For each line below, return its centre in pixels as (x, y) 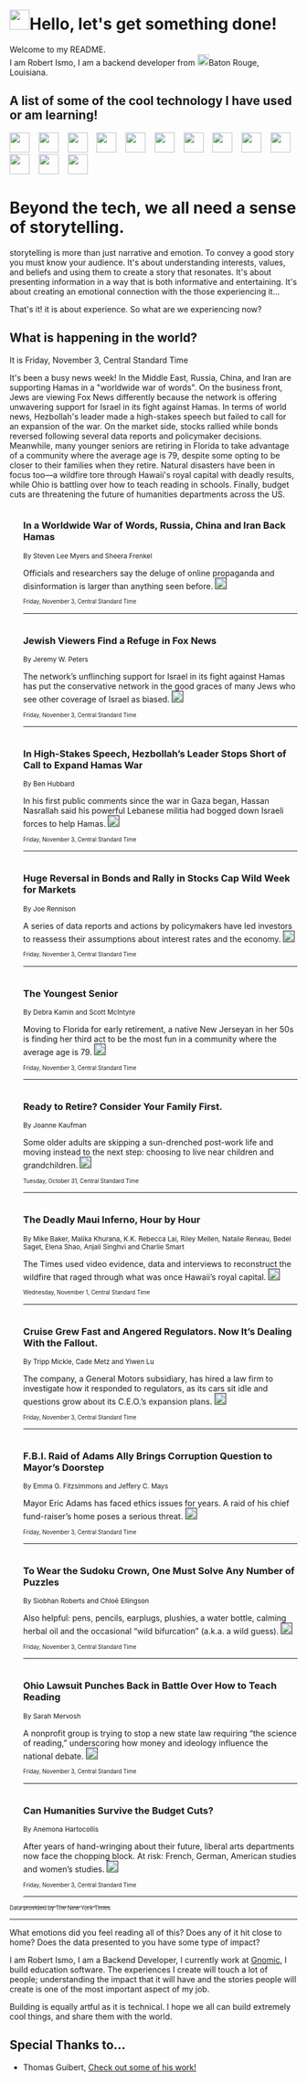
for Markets (49, 890)
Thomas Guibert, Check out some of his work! (109, 2067)
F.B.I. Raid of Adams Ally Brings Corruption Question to (148, 1455)
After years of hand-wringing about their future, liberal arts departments (159, 1846)
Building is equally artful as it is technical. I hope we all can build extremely (150, 2007)
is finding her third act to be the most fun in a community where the (149, 1039)
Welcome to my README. (58, 49)
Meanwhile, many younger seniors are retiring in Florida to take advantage (149, 445)
